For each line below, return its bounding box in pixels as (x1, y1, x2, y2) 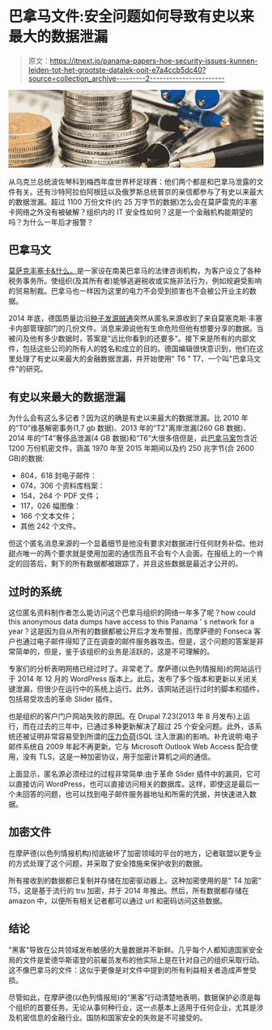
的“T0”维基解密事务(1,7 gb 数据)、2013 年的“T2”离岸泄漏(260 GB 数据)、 (8, 423, 251, 433)
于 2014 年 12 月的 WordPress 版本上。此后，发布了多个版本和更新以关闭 (8, 674, 251, 684)
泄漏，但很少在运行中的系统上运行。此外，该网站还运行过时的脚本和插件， (15, 685, 264, 694)
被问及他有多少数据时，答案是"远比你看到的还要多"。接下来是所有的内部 (8, 333, 249, 344)
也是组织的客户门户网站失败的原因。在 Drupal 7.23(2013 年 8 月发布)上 (8, 711, 244, 721)
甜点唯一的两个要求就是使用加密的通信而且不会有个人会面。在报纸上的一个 (8, 549, 257, 558)
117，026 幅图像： (19, 501, 82, 511)
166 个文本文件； (19, 511, 77, 521)
